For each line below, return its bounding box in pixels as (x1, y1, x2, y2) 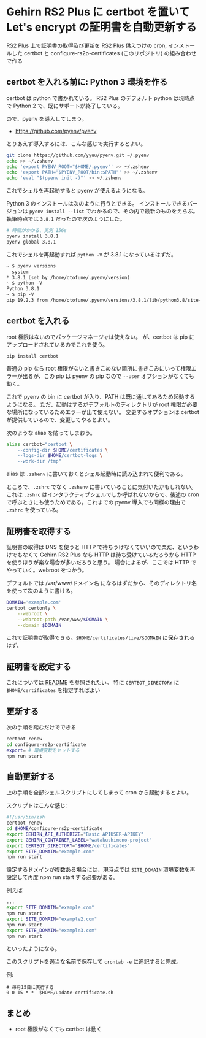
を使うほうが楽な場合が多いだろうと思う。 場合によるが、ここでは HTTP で (6, 559, 196, 566)
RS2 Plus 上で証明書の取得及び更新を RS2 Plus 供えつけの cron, (6, 42, 167, 49)
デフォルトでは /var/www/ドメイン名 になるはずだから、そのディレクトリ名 (6, 580, 197, 586)
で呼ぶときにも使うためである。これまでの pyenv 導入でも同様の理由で (6, 499, 186, 506)
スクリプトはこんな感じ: (6, 802, 67, 809)
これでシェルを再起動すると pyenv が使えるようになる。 (6, 187, 148, 194)
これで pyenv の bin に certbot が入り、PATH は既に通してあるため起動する (6, 393, 195, 400)
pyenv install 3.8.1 (6, 233, 59, 239)
